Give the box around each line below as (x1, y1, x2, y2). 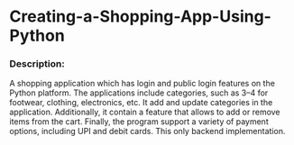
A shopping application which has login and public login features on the (9, 78, 275, 89)
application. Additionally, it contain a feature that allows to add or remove (9, 106, 281, 118)
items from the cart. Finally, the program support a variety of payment (9, 116, 269, 127)
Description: (9, 58, 65, 70)
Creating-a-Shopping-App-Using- (9, 6, 272, 27)
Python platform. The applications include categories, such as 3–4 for (9, 87, 269, 98)
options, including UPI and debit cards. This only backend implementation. (9, 126, 286, 137)
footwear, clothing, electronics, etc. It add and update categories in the (9, 97, 273, 108)
